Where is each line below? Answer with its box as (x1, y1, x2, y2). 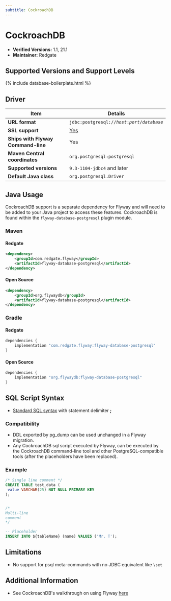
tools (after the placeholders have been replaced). (12, 453, 118, 460)
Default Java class (8, 173, 54, 180)
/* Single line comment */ (5, 478, 63, 483)
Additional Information (5, 576, 78, 585)
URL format (8, 118, 36, 126)
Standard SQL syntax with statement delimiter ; (12, 407, 112, 414)
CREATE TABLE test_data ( (5, 483, 60, 488)
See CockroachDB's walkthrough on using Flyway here (12, 590, 129, 596)
